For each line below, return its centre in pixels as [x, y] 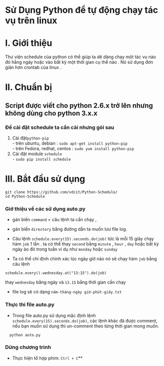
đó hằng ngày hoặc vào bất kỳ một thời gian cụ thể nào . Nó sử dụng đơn [79, 62]
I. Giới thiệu [29, 43]
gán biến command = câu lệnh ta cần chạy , [54, 220]
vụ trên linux [31, 20]
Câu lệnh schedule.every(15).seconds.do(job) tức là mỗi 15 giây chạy [83, 239]
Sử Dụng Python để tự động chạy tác [82, 10]
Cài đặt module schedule [37, 154]
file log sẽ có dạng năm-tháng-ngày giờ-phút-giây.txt [67, 292]
